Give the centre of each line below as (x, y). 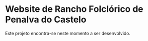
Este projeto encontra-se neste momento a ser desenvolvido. (68, 33)
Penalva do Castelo (46, 20)
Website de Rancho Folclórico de (74, 9)
